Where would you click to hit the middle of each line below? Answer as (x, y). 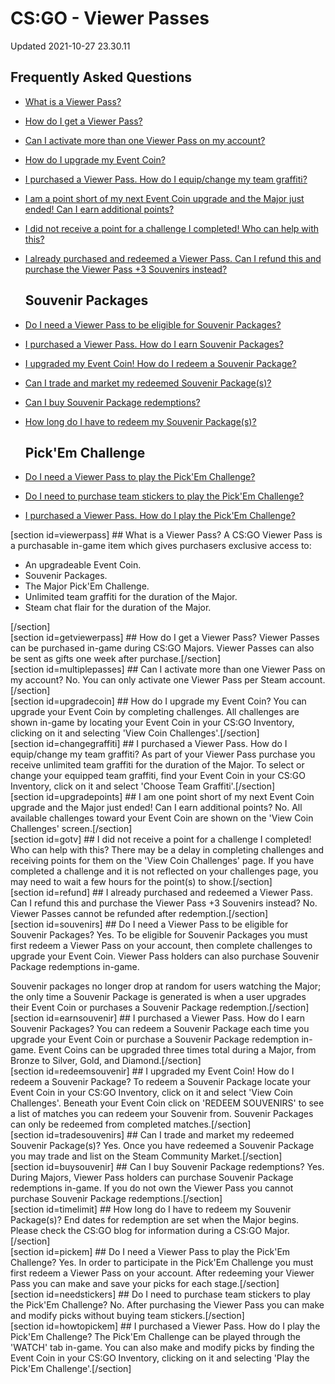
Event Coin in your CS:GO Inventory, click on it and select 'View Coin (151, 1093)
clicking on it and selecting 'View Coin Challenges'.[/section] (135, 733)
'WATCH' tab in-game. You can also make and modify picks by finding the (162, 1348)
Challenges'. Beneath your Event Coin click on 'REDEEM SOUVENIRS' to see (167, 1103)
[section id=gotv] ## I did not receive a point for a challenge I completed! (161, 839)
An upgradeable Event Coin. (83, 565)
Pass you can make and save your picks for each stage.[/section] (145, 1284)
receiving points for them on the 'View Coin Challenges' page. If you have (162, 861)
